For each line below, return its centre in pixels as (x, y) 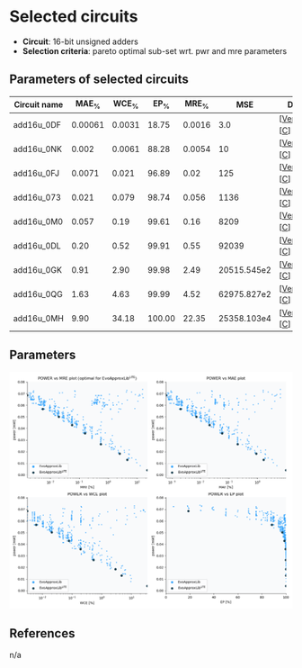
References (42, 633)
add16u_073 (37, 197)
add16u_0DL (37, 246)
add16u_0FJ (36, 173)
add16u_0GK (38, 270)
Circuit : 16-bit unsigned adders (80, 41)
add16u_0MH (39, 319)
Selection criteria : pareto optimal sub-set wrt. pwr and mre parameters (155, 50)
